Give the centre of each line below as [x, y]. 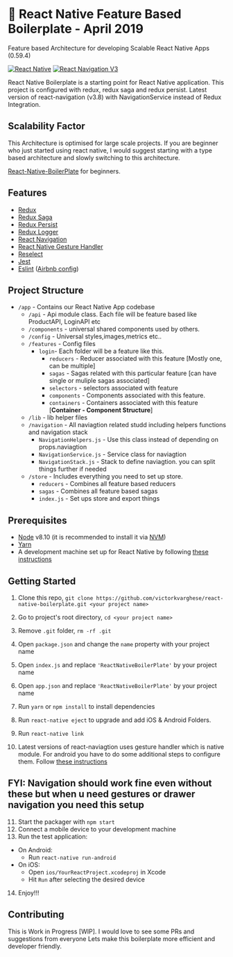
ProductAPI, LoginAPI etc [64, 322]
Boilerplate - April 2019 [76, 29]
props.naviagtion [63, 447]
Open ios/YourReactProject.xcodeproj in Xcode [97, 872]
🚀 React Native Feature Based [95, 14]
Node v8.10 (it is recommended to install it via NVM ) [92, 537]
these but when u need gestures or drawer [102, 794]
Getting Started [42, 581]
